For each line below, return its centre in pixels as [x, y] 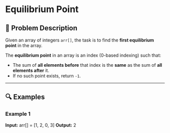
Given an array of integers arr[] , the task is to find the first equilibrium [80, 40]
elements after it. [31, 70]
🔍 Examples [25, 97]
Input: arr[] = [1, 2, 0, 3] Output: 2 [41, 125]
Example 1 [18, 114]
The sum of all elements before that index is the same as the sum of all [87, 65]
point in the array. [24, 46]
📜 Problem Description [41, 28]
